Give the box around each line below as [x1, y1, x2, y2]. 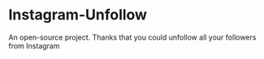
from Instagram [8, 40, 60, 50]
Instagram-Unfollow [8, 6, 148, 24]
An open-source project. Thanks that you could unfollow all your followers [8, 32, 257, 42]
